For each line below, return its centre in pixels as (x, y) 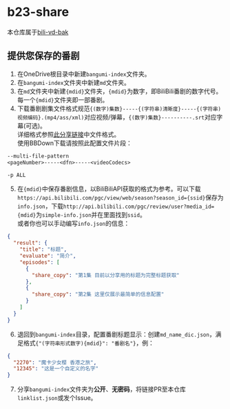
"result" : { (31, 243)
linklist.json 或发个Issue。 (57, 398)
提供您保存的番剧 (43, 56)
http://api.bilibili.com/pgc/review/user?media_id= (139, 207)
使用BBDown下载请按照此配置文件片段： (75, 143)
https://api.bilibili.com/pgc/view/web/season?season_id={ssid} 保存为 (120, 198)
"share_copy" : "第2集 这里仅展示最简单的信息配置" (98, 294)
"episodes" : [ (40, 262)
